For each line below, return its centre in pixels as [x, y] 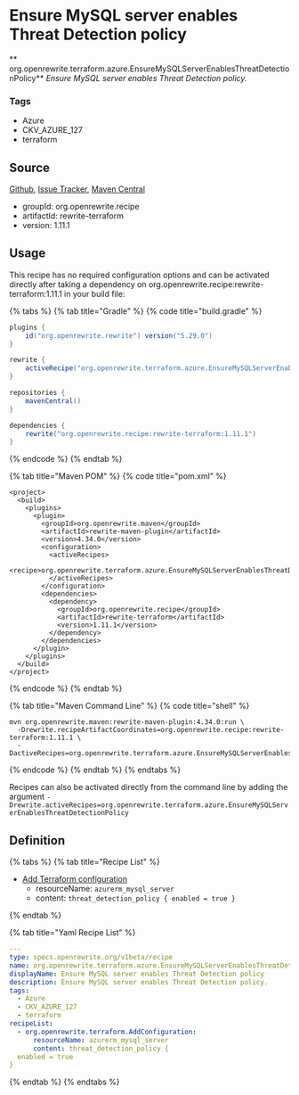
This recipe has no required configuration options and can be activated [139, 275]
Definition [37, 840]
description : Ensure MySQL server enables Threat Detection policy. [139, 982]
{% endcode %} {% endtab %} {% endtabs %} [95, 770]
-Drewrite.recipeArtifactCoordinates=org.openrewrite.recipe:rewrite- [151, 730]
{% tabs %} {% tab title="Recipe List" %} [85, 862]
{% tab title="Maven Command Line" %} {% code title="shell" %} [129, 706]
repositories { [37, 393]
